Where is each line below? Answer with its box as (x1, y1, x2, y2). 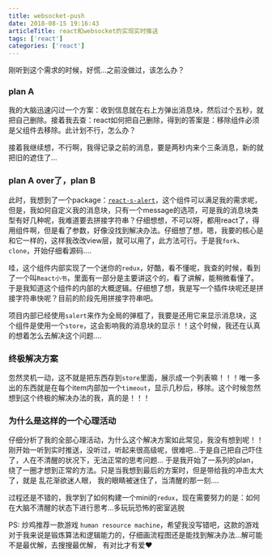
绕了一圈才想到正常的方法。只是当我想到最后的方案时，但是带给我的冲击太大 (8, 466, 264, 475)
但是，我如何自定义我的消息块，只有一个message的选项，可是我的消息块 (8, 205, 252, 215)
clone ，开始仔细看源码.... (8, 245, 91, 255)
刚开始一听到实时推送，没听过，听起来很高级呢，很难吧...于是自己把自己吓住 (8, 445, 263, 455)
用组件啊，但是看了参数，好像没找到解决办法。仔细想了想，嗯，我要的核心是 (8, 225, 264, 235)
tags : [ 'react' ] (8, 34, 63, 43)
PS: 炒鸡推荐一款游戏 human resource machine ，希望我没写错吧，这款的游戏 (8, 520, 260, 530)
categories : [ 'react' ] (8, 42, 85, 50)
